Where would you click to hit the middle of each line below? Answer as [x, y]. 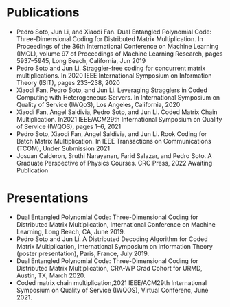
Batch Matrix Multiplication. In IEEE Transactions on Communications [114, 141]
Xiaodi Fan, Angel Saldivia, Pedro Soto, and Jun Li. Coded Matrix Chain [117, 112]
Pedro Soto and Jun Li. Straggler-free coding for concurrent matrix [111, 68]
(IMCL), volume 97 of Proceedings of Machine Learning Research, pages [119, 54]
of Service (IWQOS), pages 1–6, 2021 [69, 126]
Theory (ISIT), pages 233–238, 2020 [68, 82]
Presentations [47, 198]
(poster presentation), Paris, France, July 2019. [83, 253]
